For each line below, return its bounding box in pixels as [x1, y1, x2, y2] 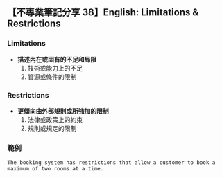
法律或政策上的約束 [27, 115, 83, 123]
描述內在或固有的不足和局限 [17, 55, 97, 64]
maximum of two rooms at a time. [7, 166, 104, 172]
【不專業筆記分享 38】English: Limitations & [7, 6, 199, 19]
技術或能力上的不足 [27, 64, 83, 72]
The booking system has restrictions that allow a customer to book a [7, 159, 216, 166]
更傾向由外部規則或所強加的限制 [17, 107, 109, 115]
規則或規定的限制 [27, 124, 77, 132]
